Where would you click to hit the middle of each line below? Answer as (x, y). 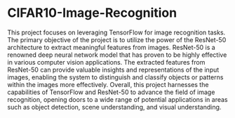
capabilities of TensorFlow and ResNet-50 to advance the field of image (111, 92)
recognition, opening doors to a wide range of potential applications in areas (117, 99)
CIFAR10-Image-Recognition (92, 13)
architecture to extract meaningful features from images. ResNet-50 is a (111, 47)
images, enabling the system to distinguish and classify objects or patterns (115, 77)
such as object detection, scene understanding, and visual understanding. (114, 107)
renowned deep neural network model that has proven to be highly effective (117, 55)
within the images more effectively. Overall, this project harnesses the (108, 84)
